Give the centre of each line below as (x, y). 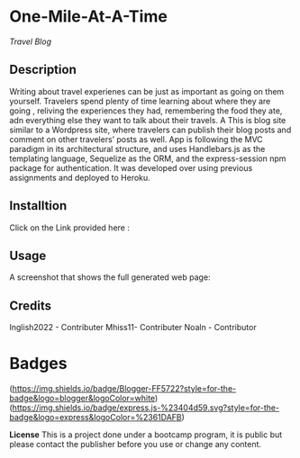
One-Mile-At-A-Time (89, 17)
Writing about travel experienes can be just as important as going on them (147, 91)
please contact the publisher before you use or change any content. (136, 445)
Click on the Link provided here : (70, 228)
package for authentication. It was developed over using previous (131, 167)
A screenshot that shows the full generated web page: (110, 277)
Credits (31, 305)
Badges (38, 364)
